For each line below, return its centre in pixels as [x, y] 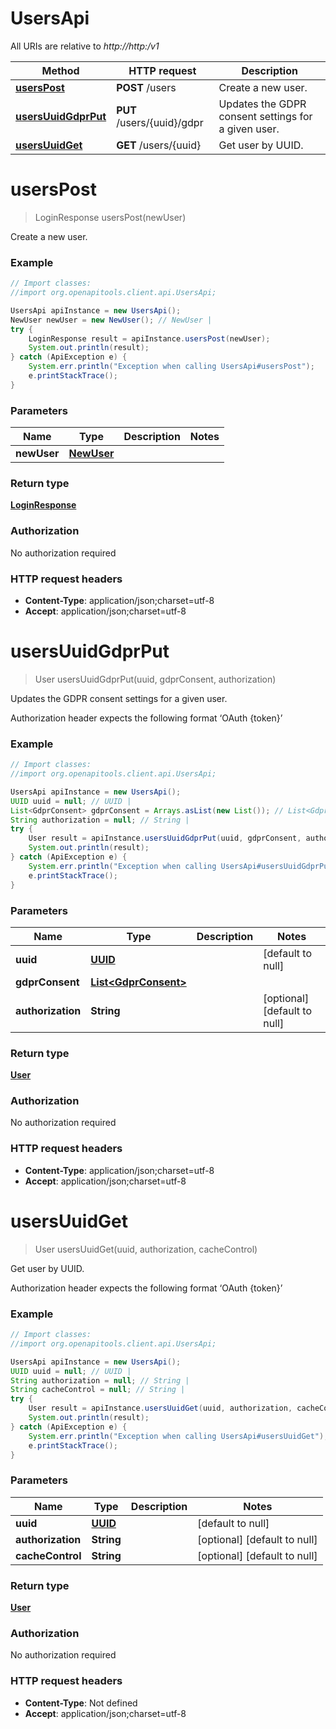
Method [60, 70]
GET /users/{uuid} [159, 145]
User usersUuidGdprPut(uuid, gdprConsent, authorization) [155, 679]
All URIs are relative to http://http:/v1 [85, 46]
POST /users [146, 87]
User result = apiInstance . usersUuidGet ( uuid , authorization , [160, 1408]
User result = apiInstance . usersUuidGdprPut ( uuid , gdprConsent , [165, 838]
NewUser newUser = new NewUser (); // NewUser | [111, 320]
